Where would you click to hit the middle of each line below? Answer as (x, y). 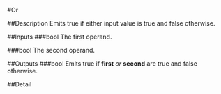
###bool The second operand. (51, 50)
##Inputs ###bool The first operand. (60, 37)
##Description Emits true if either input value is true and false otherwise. (111, 23)
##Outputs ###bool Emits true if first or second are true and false (102, 64)
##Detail (20, 84)
